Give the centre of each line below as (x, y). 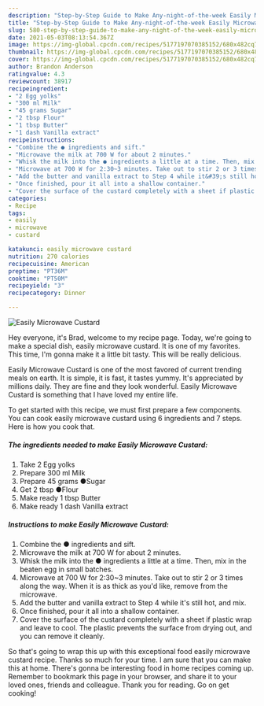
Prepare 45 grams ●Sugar (62, 481)
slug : (17, 30)
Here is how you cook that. (52, 427)
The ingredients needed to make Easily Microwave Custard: (108, 445)
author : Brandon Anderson (50, 67)
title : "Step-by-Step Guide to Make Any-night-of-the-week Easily (119, 23)
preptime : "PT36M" (38, 271)
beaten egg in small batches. (66, 569)
